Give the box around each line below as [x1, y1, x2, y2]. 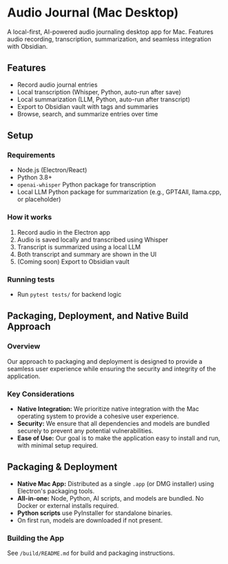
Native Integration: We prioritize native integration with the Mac [17, 405, 200, 413]
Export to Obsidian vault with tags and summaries [17, 102, 158, 111]
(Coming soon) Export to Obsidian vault [17, 257, 129, 266]
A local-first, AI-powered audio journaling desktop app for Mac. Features [7, 28, 214, 36]
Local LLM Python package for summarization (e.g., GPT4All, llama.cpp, [17, 188, 222, 196]
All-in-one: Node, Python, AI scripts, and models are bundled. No [17, 494, 205, 502]
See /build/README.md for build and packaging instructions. [7, 549, 176, 557]
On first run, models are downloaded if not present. [17, 516, 163, 524]
